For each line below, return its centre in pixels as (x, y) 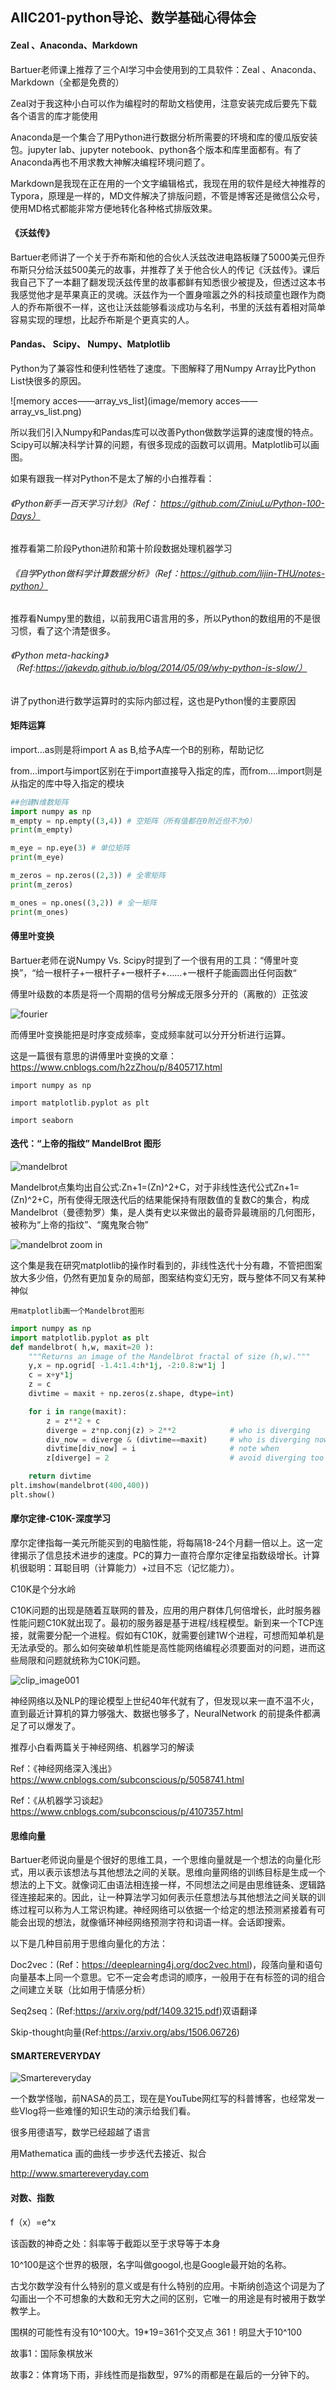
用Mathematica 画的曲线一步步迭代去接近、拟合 (108, 2154)
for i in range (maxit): (78, 1411)
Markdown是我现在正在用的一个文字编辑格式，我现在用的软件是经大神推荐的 (168, 183)
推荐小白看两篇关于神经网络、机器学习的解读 (102, 1747)
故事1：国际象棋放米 (51, 2353)
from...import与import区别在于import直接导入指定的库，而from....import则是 (166, 770)
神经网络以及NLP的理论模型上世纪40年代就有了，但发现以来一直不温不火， (165, 1701)
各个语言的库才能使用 (54, 115)
